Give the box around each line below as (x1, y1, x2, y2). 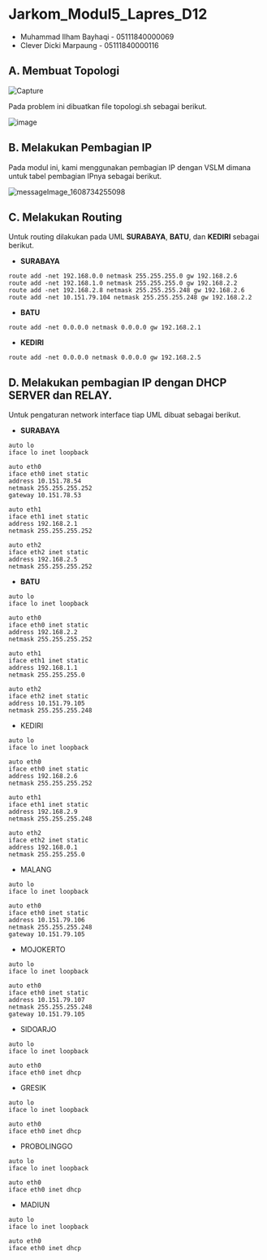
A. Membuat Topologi (8, 64, 120, 78)
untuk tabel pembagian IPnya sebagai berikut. (8, 171, 162, 181)
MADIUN (19, 1200, 50, 1210)
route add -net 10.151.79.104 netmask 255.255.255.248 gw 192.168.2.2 (8, 294, 252, 302)
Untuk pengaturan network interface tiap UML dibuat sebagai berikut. (8, 410, 241, 420)
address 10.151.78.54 (8, 477, 82, 485)
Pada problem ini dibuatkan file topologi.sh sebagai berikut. (8, 101, 207, 111)
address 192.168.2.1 (8, 520, 79, 528)
